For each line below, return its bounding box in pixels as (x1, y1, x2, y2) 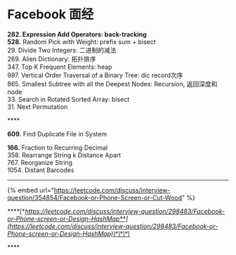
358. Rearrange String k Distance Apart (7, 150, 122, 159)
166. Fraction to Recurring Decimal (7, 143, 108, 152)
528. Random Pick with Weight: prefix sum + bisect (7, 37, 156, 46)
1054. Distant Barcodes (7, 166, 75, 174)
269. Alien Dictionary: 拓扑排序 (7, 54, 96, 63)
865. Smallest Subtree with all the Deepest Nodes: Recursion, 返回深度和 (7, 79, 218, 88)
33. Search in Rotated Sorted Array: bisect (7, 95, 130, 103)
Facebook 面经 (7, 6, 94, 22)
